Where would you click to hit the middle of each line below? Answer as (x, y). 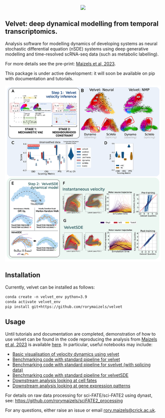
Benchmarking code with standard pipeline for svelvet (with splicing (81, 364)
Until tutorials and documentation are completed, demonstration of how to (81, 334)
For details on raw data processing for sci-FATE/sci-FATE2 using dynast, (79, 395)
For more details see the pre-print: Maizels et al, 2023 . (61, 63)
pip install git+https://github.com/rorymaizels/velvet (64, 307)
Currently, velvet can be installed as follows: (50, 287)
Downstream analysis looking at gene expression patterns (71, 386)
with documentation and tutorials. (39, 78)
